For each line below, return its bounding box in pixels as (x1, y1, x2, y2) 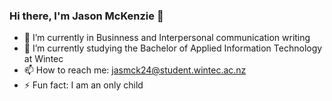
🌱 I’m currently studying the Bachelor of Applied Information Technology (23, 42, 323, 54)
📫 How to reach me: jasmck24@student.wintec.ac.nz (23, 64, 247, 76)
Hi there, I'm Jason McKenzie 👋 (9, 9, 164, 23)
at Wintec (23, 53, 64, 65)
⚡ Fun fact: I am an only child (23, 79, 144, 91)
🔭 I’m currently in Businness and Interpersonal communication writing (23, 32, 311, 44)
